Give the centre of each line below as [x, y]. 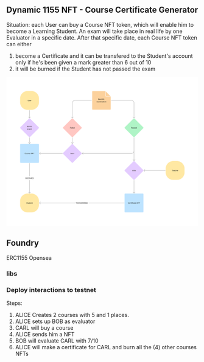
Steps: [14, 303]
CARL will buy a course [44, 328]
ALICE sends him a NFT [45, 335]
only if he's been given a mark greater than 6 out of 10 [83, 62]
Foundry [23, 243]
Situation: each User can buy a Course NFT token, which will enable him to [100, 24]
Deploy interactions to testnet [51, 290]
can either [19, 44]
